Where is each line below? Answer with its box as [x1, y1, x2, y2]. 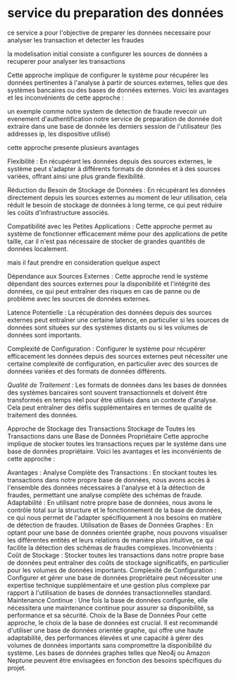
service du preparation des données [7, 5, 224, 21]
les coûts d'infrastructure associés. [7, 208, 110, 216]
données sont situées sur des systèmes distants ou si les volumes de [7, 323, 209, 332]
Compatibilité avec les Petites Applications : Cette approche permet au [7, 221, 213, 231]
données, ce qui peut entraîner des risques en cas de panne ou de [7, 286, 201, 295]
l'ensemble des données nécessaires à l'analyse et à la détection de [7, 483, 206, 492]
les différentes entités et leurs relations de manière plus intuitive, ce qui [7, 535, 214, 544]
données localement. [7, 244, 68, 253]
